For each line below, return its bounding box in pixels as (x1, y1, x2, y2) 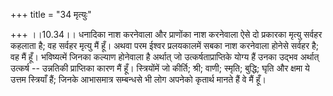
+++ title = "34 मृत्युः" (10, 9, 92, 20)
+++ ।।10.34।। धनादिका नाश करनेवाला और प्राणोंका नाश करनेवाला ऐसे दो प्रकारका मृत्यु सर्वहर (10, 29, 323, 40)
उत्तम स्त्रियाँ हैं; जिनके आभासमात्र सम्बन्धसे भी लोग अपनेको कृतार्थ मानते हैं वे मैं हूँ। (10, 74, 267, 85)
